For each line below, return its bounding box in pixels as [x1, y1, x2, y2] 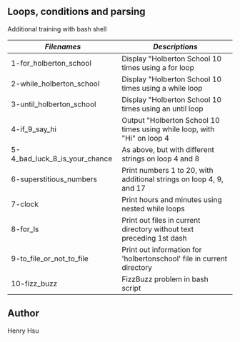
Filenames [44, 41, 81, 51]
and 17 [121, 183, 146, 193]
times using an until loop [121, 104, 204, 114]
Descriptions [153, 41, 198, 51]
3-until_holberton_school [11, 99, 96, 109]
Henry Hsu [7, 326, 39, 335]
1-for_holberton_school [11, 58, 91, 68]
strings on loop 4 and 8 [121, 154, 200, 164]
